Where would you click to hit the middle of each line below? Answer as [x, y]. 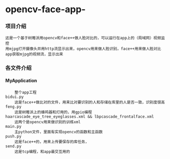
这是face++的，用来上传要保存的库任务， [52, 142]
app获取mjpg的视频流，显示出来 [34, 55]
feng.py [14, 107]
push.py [14, 136]
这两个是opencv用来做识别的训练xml [47, 122]
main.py [14, 126]
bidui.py [15, 97]
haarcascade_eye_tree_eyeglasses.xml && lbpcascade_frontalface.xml [80, 116]
